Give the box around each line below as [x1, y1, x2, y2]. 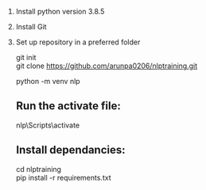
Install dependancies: [15, 143, 126, 157]
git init [15, 53, 37, 62]
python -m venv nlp [15, 77, 81, 85]
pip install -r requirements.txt [15, 173, 111, 182]
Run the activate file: [15, 99, 121, 113]
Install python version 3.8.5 [15, 7, 105, 16]
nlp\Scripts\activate [15, 120, 80, 130]
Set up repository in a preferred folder [15, 37, 141, 47]
